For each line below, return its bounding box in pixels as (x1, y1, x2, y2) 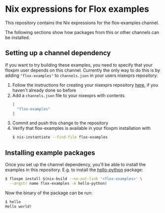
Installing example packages (5, 148, 95, 157)
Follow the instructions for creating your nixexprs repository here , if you (12, 82, 159, 88)
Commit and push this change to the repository (12, 120, 109, 126)
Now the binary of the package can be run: (5, 190, 93, 196)
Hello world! (5, 204, 32, 209)
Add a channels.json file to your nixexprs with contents (12, 92, 125, 98)
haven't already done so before (12, 87, 77, 93)
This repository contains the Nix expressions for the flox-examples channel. (5, 20, 160, 26)
